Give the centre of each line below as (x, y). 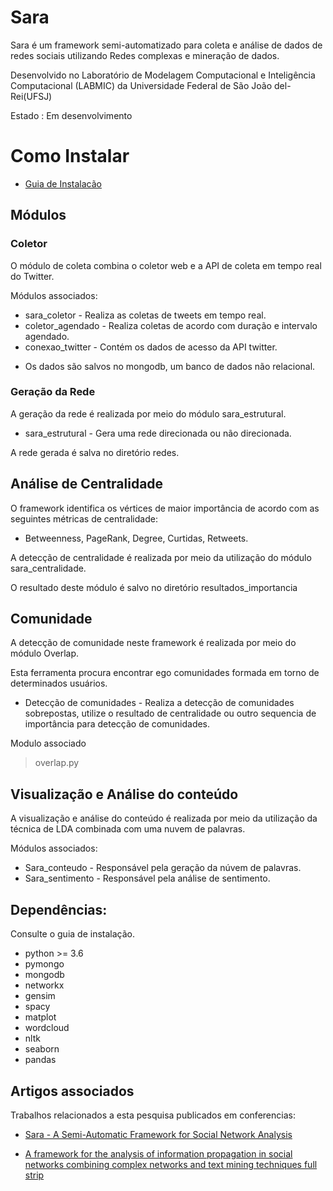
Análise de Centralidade (87, 484)
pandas (40, 1060)
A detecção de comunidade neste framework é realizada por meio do (153, 643)
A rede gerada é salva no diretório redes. (95, 452)
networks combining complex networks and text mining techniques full (171, 1164)
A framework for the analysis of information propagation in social (158, 1153)
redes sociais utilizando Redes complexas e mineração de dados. (145, 55)
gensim (40, 996)
